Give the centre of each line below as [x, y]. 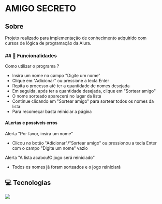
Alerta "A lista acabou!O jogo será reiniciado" [50, 157]
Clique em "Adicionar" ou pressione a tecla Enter [61, 81]
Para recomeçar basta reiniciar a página [52, 111]
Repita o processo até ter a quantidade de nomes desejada [71, 86]
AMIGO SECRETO [41, 8]
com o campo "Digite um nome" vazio [50, 148]
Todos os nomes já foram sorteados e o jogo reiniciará [66, 167]
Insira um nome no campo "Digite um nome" [56, 76]
